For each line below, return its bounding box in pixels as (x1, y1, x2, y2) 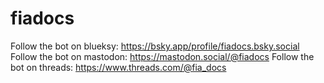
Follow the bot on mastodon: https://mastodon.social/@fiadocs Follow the (10, 50, 315, 62)
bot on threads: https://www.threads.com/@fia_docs (10, 61, 227, 73)
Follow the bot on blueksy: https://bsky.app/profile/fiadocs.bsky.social (10, 40, 300, 52)
